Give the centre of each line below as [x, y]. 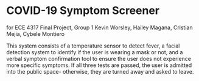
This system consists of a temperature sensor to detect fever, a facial [93, 46]
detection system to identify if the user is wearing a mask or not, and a [95, 52]
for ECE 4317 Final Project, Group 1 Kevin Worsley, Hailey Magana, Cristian [100, 27]
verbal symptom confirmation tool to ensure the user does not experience [99, 58]
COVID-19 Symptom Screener [83, 11]
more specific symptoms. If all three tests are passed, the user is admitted [99, 65]
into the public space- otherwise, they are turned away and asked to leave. [100, 71]
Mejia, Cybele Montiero [36, 33]
